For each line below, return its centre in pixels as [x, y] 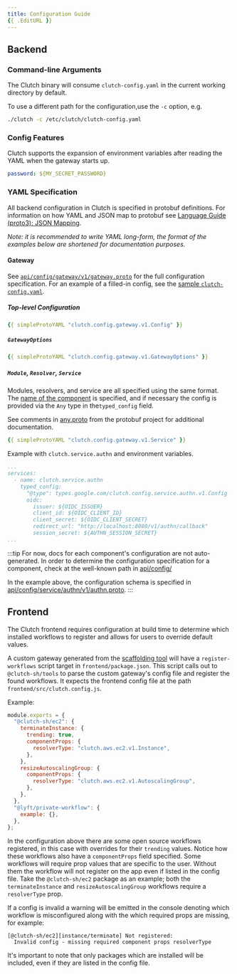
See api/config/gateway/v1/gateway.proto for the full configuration [106, 276]
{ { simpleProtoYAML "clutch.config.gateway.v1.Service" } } [97, 440]
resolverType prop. [35, 894]
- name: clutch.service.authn [58, 480]
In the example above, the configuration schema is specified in [99, 582]
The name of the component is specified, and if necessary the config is [112, 398]
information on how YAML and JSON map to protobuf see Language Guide [117, 215]
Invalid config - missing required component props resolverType [113, 942]
